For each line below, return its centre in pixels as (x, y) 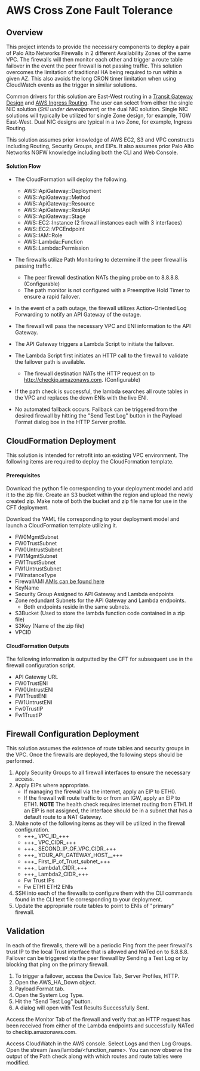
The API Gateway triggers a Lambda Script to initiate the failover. (94, 344)
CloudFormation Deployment (61, 441)
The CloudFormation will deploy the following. (71, 179)
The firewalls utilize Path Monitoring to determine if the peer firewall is (101, 260)
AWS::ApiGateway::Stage (55, 216)
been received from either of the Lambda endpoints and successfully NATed (100, 1026)
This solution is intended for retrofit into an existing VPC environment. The (97, 455)
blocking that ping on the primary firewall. (58, 965)
